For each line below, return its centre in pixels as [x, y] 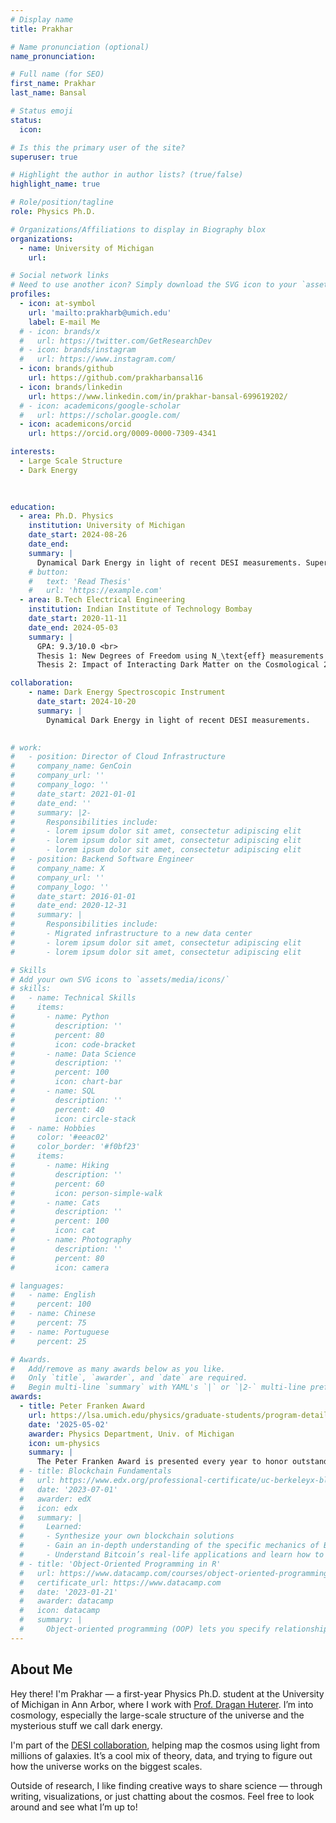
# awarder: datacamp [66, 1601]
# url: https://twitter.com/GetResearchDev [116, 341]
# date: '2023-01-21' [68, 1592]
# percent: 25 [48, 1341]
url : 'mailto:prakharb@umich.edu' [100, 312]
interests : [33, 452]
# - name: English [53, 1295]
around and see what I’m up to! [74, 1807]
